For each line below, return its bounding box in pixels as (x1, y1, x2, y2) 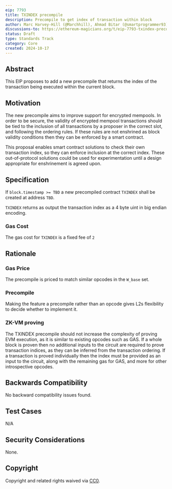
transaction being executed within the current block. (5, 84, 116, 90)
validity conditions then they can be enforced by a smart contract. (5, 134, 145, 140)
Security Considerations (5, 435, 85, 444)
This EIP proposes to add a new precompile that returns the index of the (5, 78, 157, 85)
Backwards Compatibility (5, 379, 88, 387)
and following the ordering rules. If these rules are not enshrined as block (5, 129, 160, 135)
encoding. (5, 210, 27, 216)
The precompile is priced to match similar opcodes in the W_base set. (5, 276, 149, 283)
